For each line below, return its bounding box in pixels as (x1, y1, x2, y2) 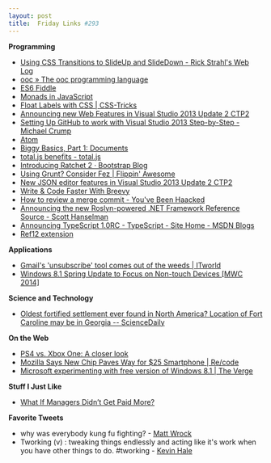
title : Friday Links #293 (8, 19, 100, 27)
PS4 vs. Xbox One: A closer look (19, 348, 129, 358)
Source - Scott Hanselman (19, 212, 109, 221)
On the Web (8, 333, 49, 343)
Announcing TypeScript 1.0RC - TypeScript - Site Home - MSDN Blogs (19, 220, 255, 230)
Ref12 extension (19, 229, 74, 238)
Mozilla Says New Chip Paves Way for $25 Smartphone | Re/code (19, 357, 239, 367)
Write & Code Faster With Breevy (19, 186, 130, 196)
